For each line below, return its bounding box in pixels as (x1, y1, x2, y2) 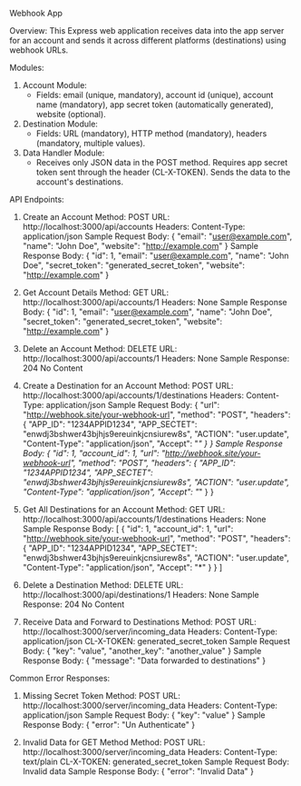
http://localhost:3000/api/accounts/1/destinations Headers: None (22, 513, 267, 524)
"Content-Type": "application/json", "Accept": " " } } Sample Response (22, 438, 284, 449)
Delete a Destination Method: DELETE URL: (22, 580, 184, 590)
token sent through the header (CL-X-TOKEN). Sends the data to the (35, 167, 291, 177)
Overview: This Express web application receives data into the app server (9, 25, 285, 35)
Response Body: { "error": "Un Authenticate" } (22, 720, 196, 730)
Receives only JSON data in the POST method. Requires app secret (35, 157, 288, 167)
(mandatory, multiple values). (35, 138, 146, 148)
